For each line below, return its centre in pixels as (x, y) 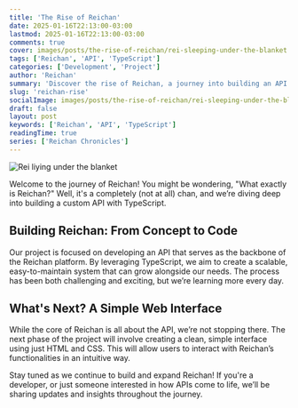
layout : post (33, 116)
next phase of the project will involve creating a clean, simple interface (138, 340)
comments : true (37, 42)
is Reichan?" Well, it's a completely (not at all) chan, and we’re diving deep (145, 193)
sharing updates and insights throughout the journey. (106, 394)
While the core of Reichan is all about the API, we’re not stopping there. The (147, 330)
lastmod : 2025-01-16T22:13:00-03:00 (77, 34)
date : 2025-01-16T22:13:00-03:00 (71, 26)
